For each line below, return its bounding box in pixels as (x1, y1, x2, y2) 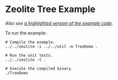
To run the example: (5, 30, 47, 36)
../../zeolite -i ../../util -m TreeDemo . (5, 44, 98, 49)
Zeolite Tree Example (5, 4, 96, 15)
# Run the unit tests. (5, 53, 53, 58)
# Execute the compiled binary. (5, 66, 73, 71)
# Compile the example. (5, 39, 55, 45)
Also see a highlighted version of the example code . (5, 20, 113, 26)
